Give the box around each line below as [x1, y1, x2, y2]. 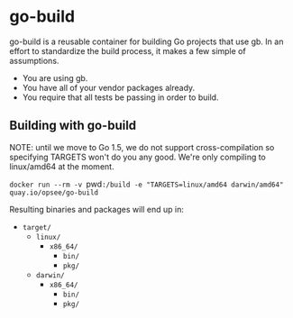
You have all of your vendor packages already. [22, 82, 196, 93]
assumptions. [9, 55, 60, 66]
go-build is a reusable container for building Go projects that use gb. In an [9, 36, 284, 47]
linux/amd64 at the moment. [9, 160, 114, 172]
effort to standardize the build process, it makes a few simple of [9, 45, 246, 56]
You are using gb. [22, 72, 88, 83]
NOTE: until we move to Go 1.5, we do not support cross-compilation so [9, 141, 275, 152]
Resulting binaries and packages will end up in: [9, 204, 185, 214]
